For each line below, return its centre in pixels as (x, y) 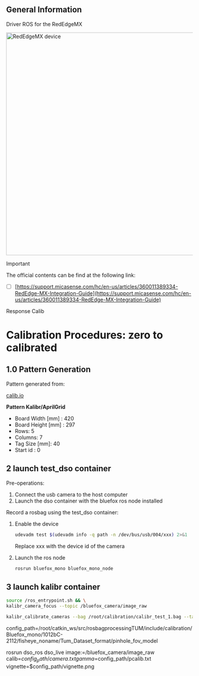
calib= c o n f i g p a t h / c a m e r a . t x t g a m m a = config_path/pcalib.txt (79, 659)
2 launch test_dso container (59, 469)
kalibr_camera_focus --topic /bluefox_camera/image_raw (76, 606)
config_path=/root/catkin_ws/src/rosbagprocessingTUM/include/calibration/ (99, 628)
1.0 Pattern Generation (48, 370)
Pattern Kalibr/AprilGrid (36, 407)
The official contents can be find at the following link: (71, 275)
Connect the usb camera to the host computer (71, 494)
